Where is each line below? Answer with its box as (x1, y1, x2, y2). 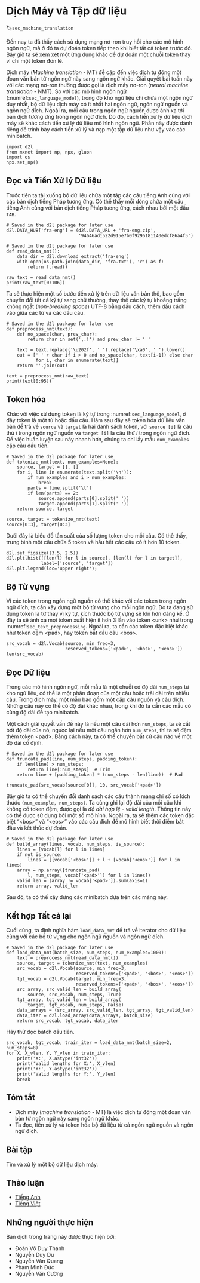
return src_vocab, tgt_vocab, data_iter (17, 1018, 119, 1024)
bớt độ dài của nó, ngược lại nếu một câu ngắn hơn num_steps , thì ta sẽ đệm (6, 727, 192, 734)
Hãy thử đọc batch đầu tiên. (6, 1029, 75, 1035)
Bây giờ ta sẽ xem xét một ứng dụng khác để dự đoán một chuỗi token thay (6, 51, 191, 58)
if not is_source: (17, 852, 63, 858)
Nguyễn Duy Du (14, 1251, 54, 1259)
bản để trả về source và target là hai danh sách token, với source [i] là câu (6, 423, 193, 430)
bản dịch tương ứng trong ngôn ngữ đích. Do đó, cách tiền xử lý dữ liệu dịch (6, 113, 193, 120)
